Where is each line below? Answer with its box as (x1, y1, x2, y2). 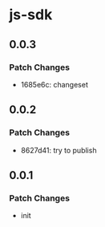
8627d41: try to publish (20, 145, 97, 155)
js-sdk (9, 6, 53, 24)
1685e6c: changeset (20, 79, 89, 89)
